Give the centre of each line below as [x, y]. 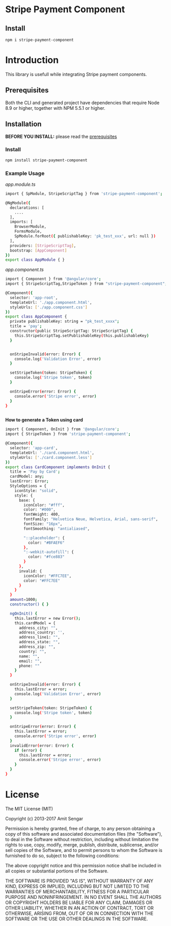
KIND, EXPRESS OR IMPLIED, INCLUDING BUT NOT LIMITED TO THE [77, 886]
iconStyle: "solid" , [36, 491]
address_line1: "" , [39, 637]
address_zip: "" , [37, 647]
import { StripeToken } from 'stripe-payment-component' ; [68, 434]
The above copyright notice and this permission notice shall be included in [83, 865]
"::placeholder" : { [44, 538]
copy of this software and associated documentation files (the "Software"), [84, 834]
